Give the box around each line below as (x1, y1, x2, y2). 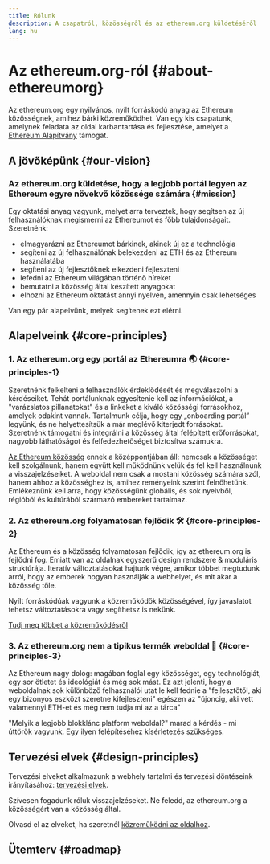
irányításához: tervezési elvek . (8, 780, 108, 790)
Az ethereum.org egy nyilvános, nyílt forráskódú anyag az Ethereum (8, 105, 234, 115)
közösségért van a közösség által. (8, 805, 121, 814)
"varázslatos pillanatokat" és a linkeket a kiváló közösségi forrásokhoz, (8, 402, 243, 412)
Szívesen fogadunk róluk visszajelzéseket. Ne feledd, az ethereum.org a (8, 796, 247, 805)
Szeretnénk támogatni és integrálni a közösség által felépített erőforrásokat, (8, 428, 260, 437)
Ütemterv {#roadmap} (8, 843, 122, 857)
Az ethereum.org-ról (8, 61, 149, 80)
